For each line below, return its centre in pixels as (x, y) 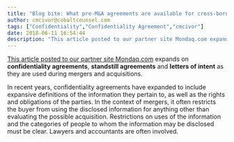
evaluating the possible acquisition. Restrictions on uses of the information (114, 117)
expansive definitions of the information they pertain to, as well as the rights (116, 95)
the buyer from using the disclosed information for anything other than (108, 109)
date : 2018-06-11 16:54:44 (46, 33)
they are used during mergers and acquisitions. (75, 74)
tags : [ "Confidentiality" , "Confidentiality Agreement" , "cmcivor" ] (106, 26)
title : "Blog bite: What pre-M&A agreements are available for (101, 14)
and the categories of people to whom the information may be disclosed (111, 124)
